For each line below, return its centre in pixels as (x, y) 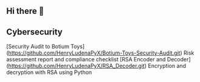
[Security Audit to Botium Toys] (46, 47)
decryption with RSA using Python (49, 72)
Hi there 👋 (25, 11)
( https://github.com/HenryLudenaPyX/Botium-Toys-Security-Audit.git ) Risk (100, 53)
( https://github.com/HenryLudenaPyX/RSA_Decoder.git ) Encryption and (96, 66)
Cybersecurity (34, 32)
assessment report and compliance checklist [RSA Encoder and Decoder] (98, 60)
